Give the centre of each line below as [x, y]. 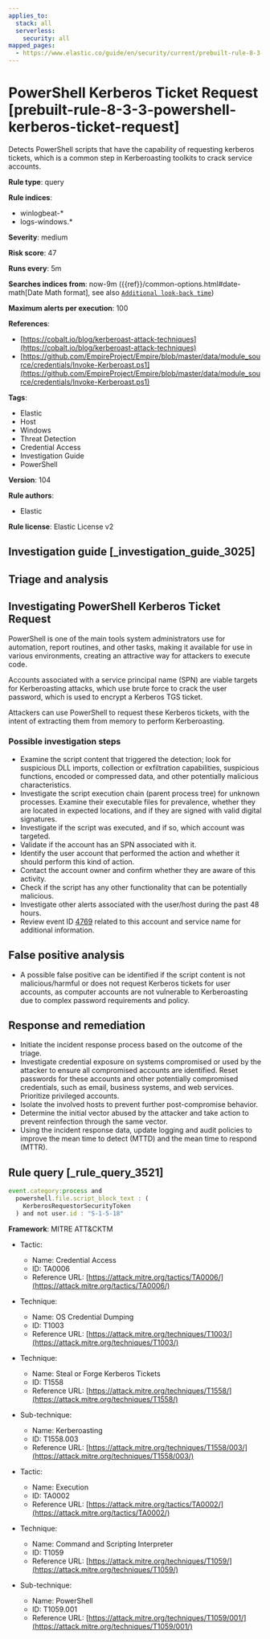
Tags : [18, 397]
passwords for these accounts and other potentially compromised [129, 1079]
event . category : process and [55, 1191]
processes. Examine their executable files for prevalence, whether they [137, 801]
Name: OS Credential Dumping [83, 1317]
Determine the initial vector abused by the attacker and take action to [134, 1113]
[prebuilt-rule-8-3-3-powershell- [123, 110]
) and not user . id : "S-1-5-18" [70, 1213]
